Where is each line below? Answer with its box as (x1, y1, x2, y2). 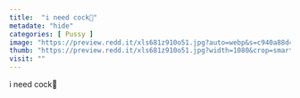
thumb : (9, 46, 34, 55)
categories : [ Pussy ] (9, 29, 94, 38)
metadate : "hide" (9, 21, 74, 30)
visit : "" (9, 54, 46, 63)
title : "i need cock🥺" (9, 12, 98, 22)
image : (9, 37, 34, 47)
